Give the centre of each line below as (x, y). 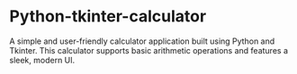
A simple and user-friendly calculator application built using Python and (142, 41)
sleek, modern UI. (42, 60)
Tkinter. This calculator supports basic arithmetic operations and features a (148, 50)
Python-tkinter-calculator (108, 16)
